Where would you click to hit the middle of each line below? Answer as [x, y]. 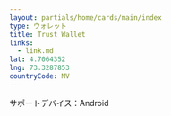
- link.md [35, 51]
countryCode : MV [39, 76]
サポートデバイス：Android [59, 103]
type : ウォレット [38, 26]
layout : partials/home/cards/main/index [86, 18]
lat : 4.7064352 [38, 59]
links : [21, 43]
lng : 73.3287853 [39, 68]
